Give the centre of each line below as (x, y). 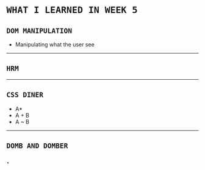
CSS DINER (25, 95)
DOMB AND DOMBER (37, 146)
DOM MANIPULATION (39, 30)
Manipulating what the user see (55, 44)
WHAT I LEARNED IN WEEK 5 (72, 10)
